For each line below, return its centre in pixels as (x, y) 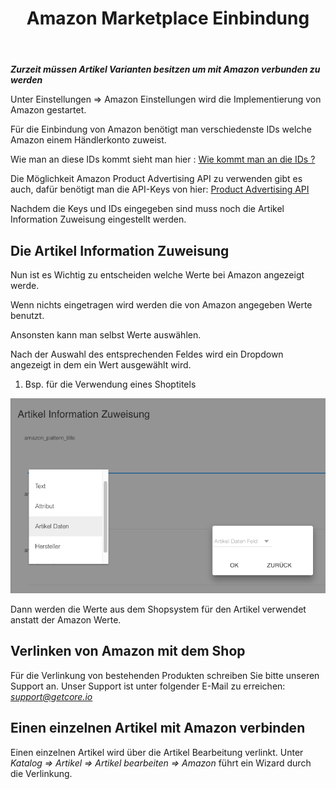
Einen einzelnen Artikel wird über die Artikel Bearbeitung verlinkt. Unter (157, 752)
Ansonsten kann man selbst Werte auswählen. (106, 335)
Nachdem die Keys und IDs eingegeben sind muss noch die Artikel (147, 209)
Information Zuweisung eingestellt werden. (98, 219)
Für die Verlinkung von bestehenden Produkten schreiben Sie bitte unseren (165, 675)
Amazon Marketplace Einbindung (168, 18)
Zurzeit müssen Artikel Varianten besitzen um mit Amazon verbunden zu (165, 69)
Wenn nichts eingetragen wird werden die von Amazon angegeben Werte (161, 305)
